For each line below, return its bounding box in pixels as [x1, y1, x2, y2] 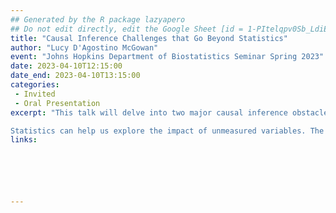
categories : [10, 80, 60, 90]
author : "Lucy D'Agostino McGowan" [10, 42, 159, 53]
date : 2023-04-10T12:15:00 [10, 61, 123, 71]
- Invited [14, 89, 56, 99]
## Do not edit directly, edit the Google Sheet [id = [10, 24, 244, 34]
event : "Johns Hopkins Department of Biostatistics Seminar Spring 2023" [10, 52, 325, 62]
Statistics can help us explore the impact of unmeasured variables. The [10, 126, 325, 136]
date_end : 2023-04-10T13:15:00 [10, 71, 141, 81]
